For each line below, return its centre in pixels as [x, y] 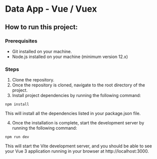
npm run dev [17, 137]
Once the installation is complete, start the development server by [78, 123]
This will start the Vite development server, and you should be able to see [78, 146]
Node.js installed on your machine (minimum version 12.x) [70, 57]
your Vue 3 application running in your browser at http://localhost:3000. [77, 151]
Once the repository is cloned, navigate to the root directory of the [78, 85]
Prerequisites [21, 41]
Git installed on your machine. [42, 51]
